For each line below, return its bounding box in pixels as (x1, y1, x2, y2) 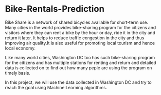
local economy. (5, 45, 36, 51)
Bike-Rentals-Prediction (5, 3, 105, 15)
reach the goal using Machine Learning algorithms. (5, 84, 107, 90)
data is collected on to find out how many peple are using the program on (5, 64, 152, 71)
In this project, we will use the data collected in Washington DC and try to (5, 79, 152, 85)
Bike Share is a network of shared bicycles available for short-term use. (5, 19, 148, 25)
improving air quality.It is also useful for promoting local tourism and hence (5, 40, 155, 46)
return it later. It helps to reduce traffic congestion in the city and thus (5, 35, 144, 41)
